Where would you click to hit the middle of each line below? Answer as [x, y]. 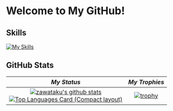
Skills [16, 33]
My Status [66, 82]
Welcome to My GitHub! [66, 11]
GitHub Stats [30, 65]
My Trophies [146, 82]
